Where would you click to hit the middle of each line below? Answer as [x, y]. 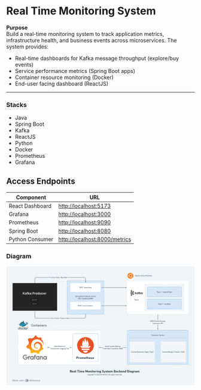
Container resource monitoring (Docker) [64, 77]
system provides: [28, 47]
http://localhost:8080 [85, 231]
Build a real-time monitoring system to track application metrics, [85, 33]
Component [31, 197]
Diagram [19, 257]
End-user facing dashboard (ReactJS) [62, 83]
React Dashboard [30, 206]
